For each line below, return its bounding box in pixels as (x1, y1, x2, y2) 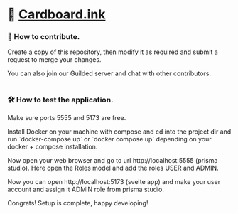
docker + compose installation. (7, 142, 98, 151)
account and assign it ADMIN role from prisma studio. (7, 185, 165, 194)
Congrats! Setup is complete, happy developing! (7, 199, 148, 208)
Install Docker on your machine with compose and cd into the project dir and (7, 127, 232, 136)
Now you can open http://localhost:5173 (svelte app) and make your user (7, 178, 221, 186)
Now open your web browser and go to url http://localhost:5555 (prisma (7, 156, 218, 165)
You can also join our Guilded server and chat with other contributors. (7, 69, 212, 77)
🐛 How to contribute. (7, 32, 80, 42)
